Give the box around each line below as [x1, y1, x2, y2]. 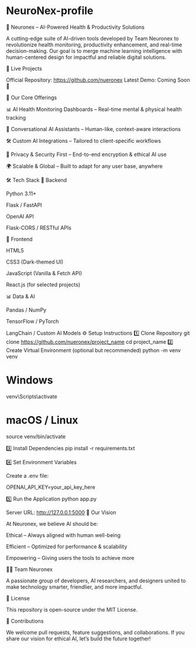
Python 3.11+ [6, 190, 37, 197]
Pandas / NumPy [6, 306, 47, 313]
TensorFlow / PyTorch [6, 318, 59, 325]
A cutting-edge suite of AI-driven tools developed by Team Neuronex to [6, 35, 180, 42]
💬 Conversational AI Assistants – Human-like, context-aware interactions [6, 125, 181, 133]
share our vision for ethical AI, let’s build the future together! [6, 635, 151, 642]
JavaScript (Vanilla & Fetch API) [6, 269, 82, 276]
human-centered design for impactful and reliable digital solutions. [6, 53, 167, 60]
